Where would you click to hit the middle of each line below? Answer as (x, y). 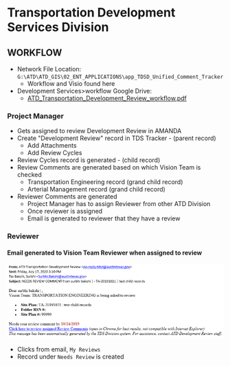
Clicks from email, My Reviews (59, 349)
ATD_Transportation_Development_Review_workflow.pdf (107, 98)
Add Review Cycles (55, 153)
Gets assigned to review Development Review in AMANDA (99, 131)
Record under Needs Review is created (71, 356)
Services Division (58, 27)
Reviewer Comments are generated (67, 196)
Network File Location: (49, 69)
